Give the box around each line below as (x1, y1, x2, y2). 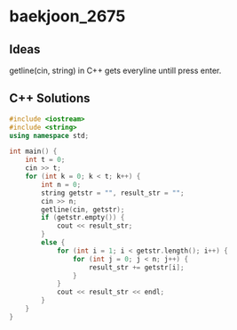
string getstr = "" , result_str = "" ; (41, 189, 185, 197)
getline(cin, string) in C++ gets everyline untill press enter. (9, 65, 222, 76)
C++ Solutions (9, 91, 91, 106)
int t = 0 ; (25, 156, 66, 165)
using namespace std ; (9, 131, 90, 140)
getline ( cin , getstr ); (41, 205, 125, 214)
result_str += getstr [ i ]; (88, 262, 185, 272)
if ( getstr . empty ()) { (41, 213, 125, 222)
